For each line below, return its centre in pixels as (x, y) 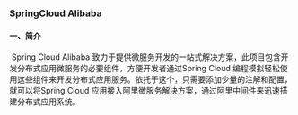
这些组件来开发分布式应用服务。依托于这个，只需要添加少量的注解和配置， (154, 79)
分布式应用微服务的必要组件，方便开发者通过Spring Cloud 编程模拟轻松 (148, 69)
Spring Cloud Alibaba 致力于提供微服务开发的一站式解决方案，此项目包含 (146, 57)
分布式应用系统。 (48, 102)
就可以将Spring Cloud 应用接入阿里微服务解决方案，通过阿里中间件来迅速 (145, 91)
